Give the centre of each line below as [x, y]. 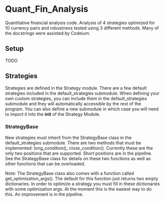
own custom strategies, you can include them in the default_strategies [76, 98]
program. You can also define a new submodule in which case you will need [82, 109]
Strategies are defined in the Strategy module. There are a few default [76, 88]
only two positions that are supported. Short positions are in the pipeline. [79, 153]
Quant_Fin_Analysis [47, 9]
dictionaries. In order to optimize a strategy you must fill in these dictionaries [82, 184]
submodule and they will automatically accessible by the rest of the [73, 103]
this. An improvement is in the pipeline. [44, 194]
